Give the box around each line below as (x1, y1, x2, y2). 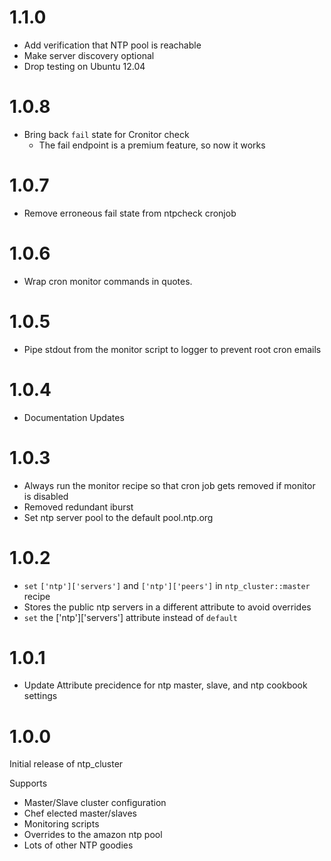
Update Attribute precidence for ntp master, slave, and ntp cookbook (23, 679, 308, 691)
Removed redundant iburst (23, 501, 134, 513)
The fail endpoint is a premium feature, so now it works (38, 139, 266, 151)
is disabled (23, 490, 69, 502)
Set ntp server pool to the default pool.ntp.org (23, 511, 214, 523)
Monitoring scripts (23, 818, 100, 830)
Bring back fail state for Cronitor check (23, 128, 190, 140)
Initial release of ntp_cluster (9, 758, 124, 770)
